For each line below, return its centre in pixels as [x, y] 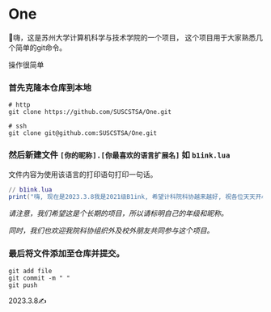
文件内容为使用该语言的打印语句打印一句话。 [83, 174]
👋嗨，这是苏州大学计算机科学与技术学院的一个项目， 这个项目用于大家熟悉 [132, 37]
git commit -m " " [39, 278]
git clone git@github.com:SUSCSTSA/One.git [83, 133]
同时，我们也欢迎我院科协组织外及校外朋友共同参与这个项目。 [111, 230]
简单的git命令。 [41, 47]
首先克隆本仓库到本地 [50, 87]
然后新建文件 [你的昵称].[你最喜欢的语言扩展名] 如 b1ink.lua [119, 155]
